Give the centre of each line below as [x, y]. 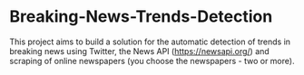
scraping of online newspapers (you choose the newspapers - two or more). [152, 61]
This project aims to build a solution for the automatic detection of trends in [150, 42]
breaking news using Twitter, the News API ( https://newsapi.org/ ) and [139, 51]
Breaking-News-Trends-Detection [141, 17]
